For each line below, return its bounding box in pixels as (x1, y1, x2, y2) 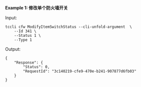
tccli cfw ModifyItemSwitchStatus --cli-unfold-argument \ (5, 24, 133, 29)
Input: (5, 15, 17, 20)
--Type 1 (14, 37, 32, 42)
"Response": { (14, 60, 43, 65)
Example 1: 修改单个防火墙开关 (5, 5, 68, 10)
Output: (5, 46, 21, 52)
